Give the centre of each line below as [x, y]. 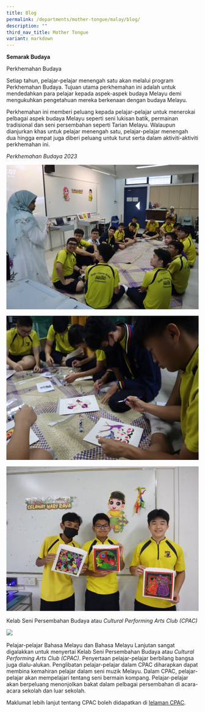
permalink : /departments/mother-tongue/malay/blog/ [73, 19]
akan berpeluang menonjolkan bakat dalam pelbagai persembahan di [93, 684]
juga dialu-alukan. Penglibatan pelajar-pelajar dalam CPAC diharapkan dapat [102, 664]
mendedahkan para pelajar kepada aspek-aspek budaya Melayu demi [94, 94]
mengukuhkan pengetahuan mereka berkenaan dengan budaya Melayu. [97, 100]
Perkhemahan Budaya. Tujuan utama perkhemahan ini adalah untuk [91, 87]
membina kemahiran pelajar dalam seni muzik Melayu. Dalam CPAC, [92, 671]
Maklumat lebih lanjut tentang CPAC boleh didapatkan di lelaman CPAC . [96, 702]
